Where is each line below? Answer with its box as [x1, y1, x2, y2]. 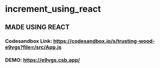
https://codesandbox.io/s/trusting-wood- [53, 38, 155, 45]
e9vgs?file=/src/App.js [5, 44, 62, 50]
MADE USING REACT [5, 23, 70, 31]
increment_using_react [5, 3, 101, 15]
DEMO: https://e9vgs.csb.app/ [5, 57, 80, 64]
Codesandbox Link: [5, 38, 52, 45]
